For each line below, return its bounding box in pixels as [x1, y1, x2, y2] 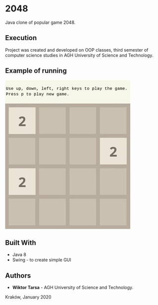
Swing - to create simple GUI [12, 257, 72, 263]
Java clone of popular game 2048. [5, 19, 76, 25]
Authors [5, 271, 31, 280]
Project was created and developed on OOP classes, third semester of [5, 47, 149, 53]
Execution [5, 34, 37, 42]
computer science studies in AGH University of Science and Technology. [5, 52, 154, 58]
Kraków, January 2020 [5, 294, 52, 300]
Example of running [5, 66, 67, 75]
